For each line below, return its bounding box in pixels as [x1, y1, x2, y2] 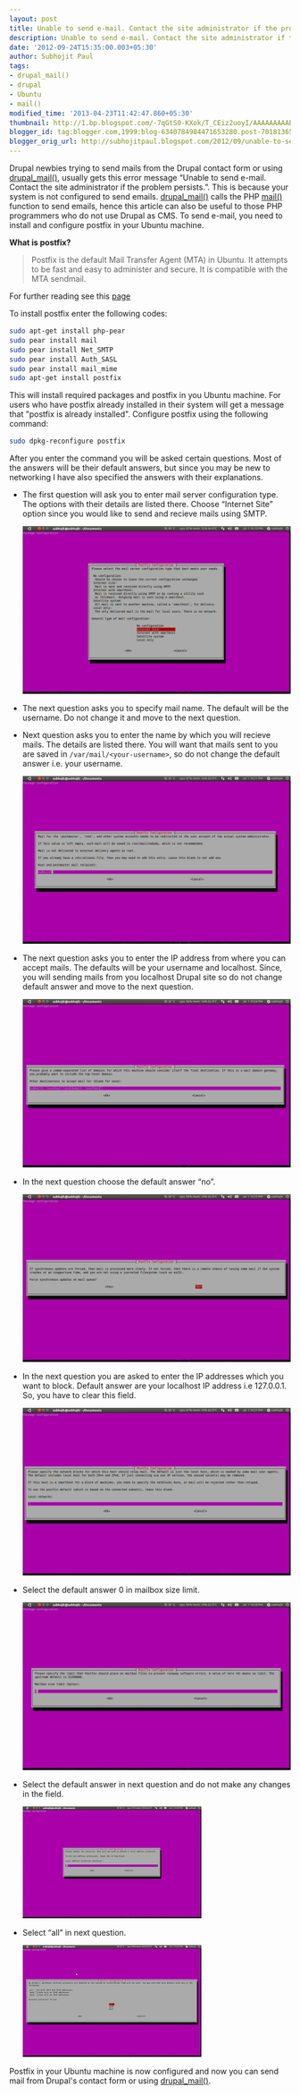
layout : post [9, 14, 58, 23]
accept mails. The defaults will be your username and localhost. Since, [21, 963, 283, 973]
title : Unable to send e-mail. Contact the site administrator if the [9, 23, 278, 33]
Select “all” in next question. [21, 1927, 127, 1938]
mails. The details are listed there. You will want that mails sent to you [21, 739, 279, 751]
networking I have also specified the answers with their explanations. [9, 472, 263, 483]
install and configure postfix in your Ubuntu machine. [9, 220, 204, 230]
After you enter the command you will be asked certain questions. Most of [9, 453, 282, 464]
